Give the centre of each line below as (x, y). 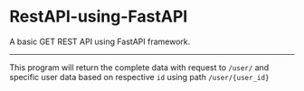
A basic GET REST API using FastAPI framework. (100, 41)
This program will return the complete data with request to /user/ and (139, 67)
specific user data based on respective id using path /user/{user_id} (139, 77)
